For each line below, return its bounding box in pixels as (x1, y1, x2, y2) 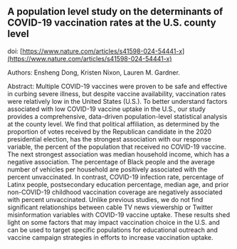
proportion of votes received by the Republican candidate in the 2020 (7, 127, 212, 136)
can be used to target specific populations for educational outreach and (7, 226, 218, 234)
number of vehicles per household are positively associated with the (7, 165, 208, 174)
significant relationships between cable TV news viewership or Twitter (7, 203, 214, 211)
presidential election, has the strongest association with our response (7, 134, 211, 143)
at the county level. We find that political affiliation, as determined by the (7, 120, 220, 128)
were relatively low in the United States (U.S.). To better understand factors (7, 97, 228, 105)
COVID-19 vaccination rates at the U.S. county (7, 17, 216, 29)
